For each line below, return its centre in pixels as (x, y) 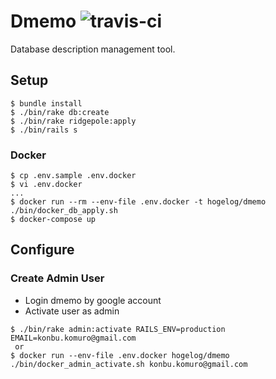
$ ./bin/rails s (44, 130)
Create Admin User (57, 278)
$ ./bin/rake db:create (60, 112)
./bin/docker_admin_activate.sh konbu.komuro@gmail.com (129, 364)
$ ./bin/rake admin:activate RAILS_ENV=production (118, 329)
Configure (42, 250)
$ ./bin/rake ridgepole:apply (73, 121)
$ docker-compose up (53, 220)
